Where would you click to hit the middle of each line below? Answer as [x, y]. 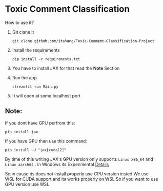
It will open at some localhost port [46, 95]
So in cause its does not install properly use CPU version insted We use [77, 174]
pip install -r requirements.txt [46, 59]
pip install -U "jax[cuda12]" [36, 150]
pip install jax [21, 132]
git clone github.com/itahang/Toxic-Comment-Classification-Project [83, 41]
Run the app [24, 77]
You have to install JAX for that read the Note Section [66, 68]
